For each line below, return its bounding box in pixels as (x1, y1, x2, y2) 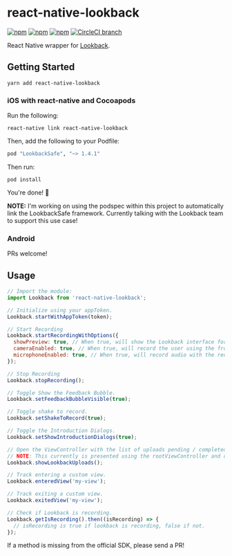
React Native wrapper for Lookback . (7, 41, 110, 49)
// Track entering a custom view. (7, 472, 107, 478)
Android (7, 233, 35, 243)
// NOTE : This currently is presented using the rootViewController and (7, 452, 221, 460)
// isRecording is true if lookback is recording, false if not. (13, 522, 206, 529)
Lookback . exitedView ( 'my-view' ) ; (7, 497, 104, 504)
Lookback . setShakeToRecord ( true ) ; (7, 415, 107, 422)
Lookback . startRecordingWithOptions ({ (7, 332, 119, 339)
